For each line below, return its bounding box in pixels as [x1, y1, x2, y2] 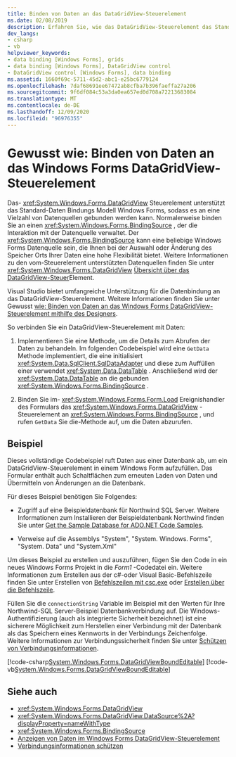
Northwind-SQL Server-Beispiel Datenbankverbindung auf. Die [7, 606, 189, 616]
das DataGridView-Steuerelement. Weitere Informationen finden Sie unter [7, 294, 220, 303]
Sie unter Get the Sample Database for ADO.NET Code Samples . [17, 521, 204, 530]
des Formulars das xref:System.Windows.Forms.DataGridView [17, 402, 198, 411]
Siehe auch [7, 685, 58, 697]
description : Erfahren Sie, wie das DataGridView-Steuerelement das [7, 23, 212, 30]
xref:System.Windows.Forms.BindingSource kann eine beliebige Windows [7, 236, 222, 244]
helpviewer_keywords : [7, 50, 71, 57]
